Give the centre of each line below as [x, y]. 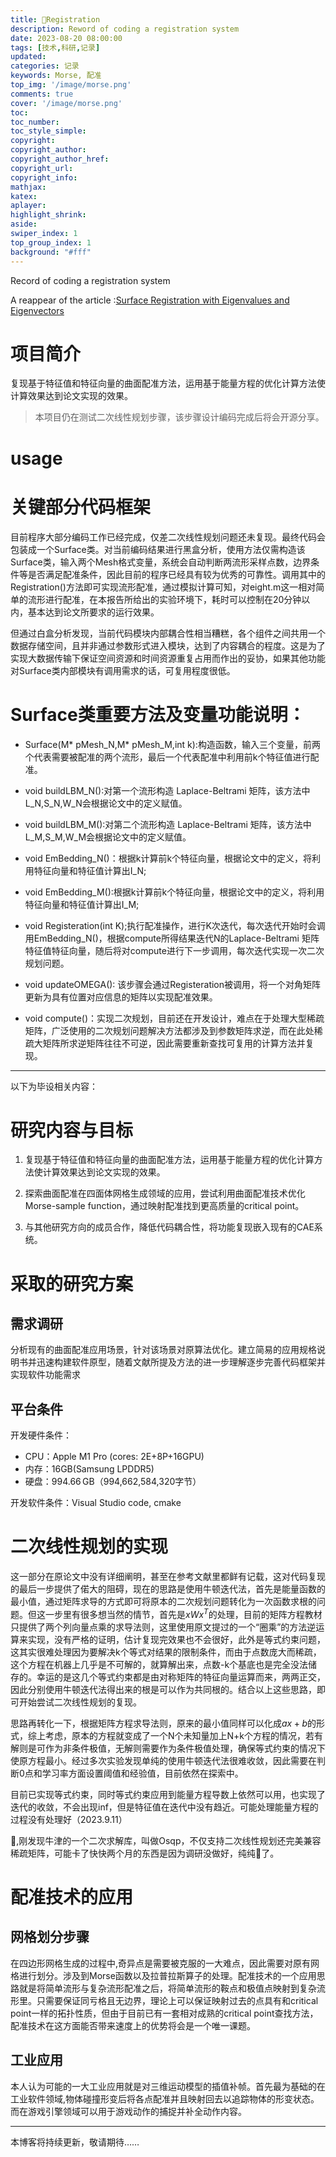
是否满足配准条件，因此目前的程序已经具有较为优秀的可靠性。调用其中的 [176, 574]
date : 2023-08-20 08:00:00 [66, 38]
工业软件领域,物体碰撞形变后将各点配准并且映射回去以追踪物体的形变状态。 [165, 2098]
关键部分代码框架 [81, 507]
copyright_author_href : [60, 159]
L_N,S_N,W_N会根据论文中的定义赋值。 [106, 803]
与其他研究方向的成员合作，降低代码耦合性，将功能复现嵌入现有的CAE [169, 1227]
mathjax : [28, 187]
